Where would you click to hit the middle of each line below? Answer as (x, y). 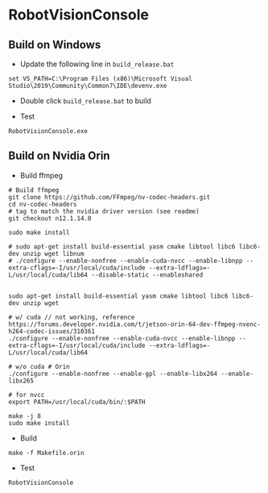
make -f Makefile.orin (46, 453)
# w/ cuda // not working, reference (72, 317)
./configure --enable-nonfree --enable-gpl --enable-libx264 (113, 374)
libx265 (21, 381)
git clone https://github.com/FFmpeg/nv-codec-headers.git (109, 197)
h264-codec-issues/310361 (52, 331)
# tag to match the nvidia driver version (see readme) (104, 211)
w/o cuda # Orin (43, 366)
